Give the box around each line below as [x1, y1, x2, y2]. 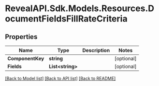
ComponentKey [7, 55, 44, 62]
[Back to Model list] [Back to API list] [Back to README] [5, 76, 116, 81]
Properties [5, 33, 38, 41]
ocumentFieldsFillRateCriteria [5, 13, 128, 24]
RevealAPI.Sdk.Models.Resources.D [5, 3, 155, 14]
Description [82, 47, 110, 53]
